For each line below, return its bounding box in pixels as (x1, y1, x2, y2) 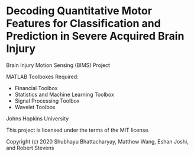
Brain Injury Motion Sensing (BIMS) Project (6, 61, 111, 69)
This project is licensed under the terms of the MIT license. (6, 126, 150, 133)
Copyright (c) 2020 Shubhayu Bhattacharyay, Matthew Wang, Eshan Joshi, (6, 138, 189, 145)
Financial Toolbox (14, 84, 58, 91)
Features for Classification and (6, 17, 161, 30)
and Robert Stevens (6, 144, 54, 151)
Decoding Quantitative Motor (6, 4, 153, 18)
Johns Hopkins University (6, 114, 69, 122)
